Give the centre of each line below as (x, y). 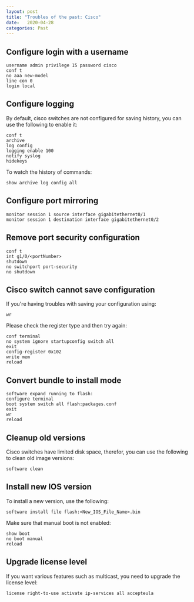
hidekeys (17, 161)
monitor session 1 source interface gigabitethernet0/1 (76, 214)
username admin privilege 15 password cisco (61, 65)
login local (21, 86)
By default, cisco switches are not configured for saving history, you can (94, 118)
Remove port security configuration (73, 238)
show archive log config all (42, 183)
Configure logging (40, 104)
